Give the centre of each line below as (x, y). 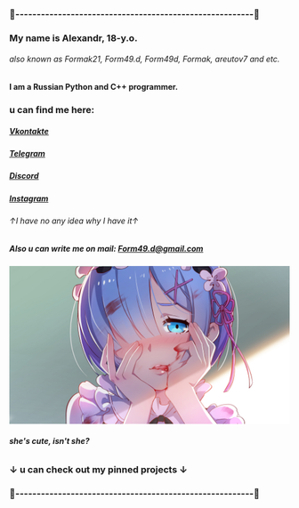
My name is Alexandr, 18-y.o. (73, 37)
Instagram (29, 198)
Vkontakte (29, 131)
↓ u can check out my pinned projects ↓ (99, 469)
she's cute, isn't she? (49, 441)
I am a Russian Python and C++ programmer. (94, 87)
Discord (24, 176)
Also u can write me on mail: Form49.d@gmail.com (106, 248)
